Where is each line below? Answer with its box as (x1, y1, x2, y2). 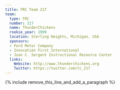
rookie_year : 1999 (9, 30, 47, 35)
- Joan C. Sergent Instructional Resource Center (9, 52, 112, 57)
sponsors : (9, 39, 29, 44)
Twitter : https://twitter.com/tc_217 (14, 66, 91, 71)
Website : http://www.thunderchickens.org (14, 61, 99, 66)
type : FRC (9, 16, 29, 21)
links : (9, 57, 23, 62)
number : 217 (9, 20, 34, 26)
